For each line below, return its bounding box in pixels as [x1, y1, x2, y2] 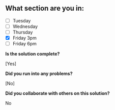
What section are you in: [5, 4, 84, 13]
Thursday [12, 29, 33, 35]
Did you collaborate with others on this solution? [5, 90, 110, 96]
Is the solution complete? [5, 51, 60, 57]
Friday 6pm [12, 41, 37, 47]
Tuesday [12, 17, 31, 23]
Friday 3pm [12, 35, 37, 41]
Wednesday [12, 23, 38, 30]
